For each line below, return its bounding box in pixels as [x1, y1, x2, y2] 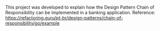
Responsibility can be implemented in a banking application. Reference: [5, 9, 155, 15]
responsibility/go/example [5, 20, 60, 26]
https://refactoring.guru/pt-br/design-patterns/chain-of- [5, 15, 123, 20]
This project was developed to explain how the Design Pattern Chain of [5, 4, 154, 10]
